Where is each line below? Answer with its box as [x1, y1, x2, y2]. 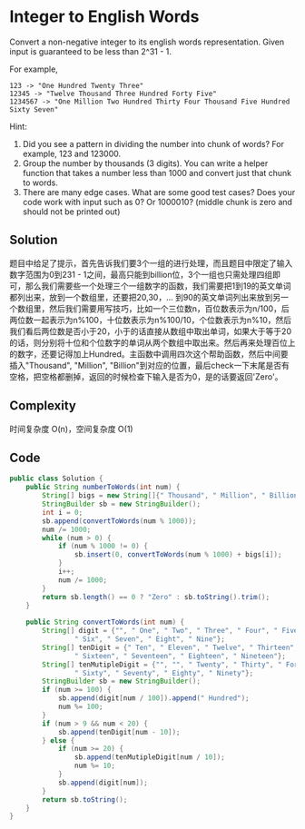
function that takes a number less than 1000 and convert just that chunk [22, 167, 292, 178]
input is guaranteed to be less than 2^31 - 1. [9, 45, 172, 56]
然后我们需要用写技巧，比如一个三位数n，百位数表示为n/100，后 [48, 302, 290, 314]
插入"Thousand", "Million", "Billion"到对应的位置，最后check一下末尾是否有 [9, 360, 290, 370]
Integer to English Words [9, 6, 200, 27]
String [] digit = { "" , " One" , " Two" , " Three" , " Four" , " [42, 627, 279, 636]
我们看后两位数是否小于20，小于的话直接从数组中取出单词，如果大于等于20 [9, 325, 292, 337]
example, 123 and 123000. [22, 148, 122, 159]
